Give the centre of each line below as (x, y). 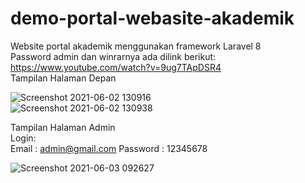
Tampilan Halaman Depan (63, 78)
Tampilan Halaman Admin (63, 127)
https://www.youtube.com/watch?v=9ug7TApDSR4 (116, 67)
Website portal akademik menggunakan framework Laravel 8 (136, 46)
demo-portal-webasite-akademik (152, 18)
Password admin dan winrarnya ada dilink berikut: (113, 56)
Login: (23, 138)
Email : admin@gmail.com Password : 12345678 (109, 148)
